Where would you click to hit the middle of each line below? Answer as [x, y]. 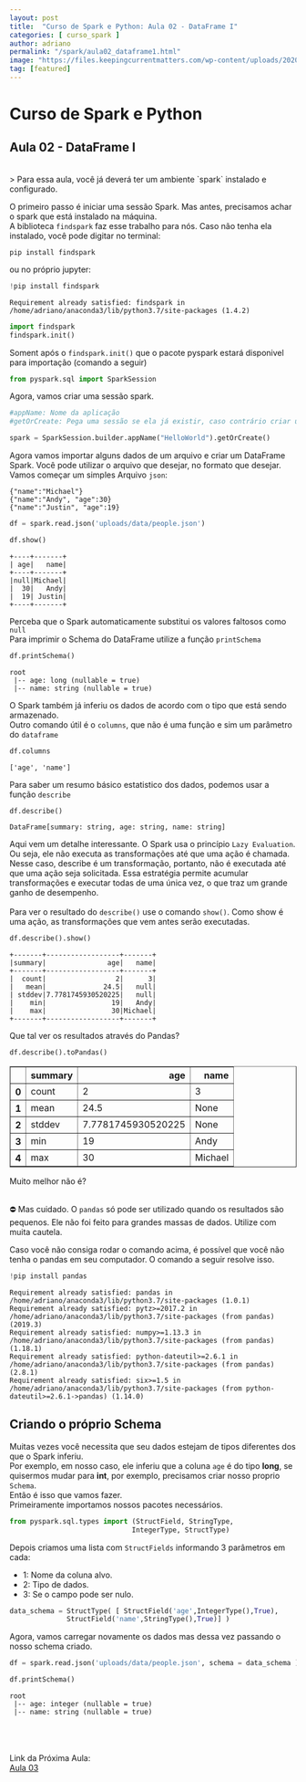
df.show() [28, 540]
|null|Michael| [38, 581]
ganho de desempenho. [54, 893]
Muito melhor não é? [48, 1181]
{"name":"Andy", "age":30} [61, 499]
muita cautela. [36, 1232]
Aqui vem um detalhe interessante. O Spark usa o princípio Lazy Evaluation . [153, 844]
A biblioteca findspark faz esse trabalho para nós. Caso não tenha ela [141, 225]
